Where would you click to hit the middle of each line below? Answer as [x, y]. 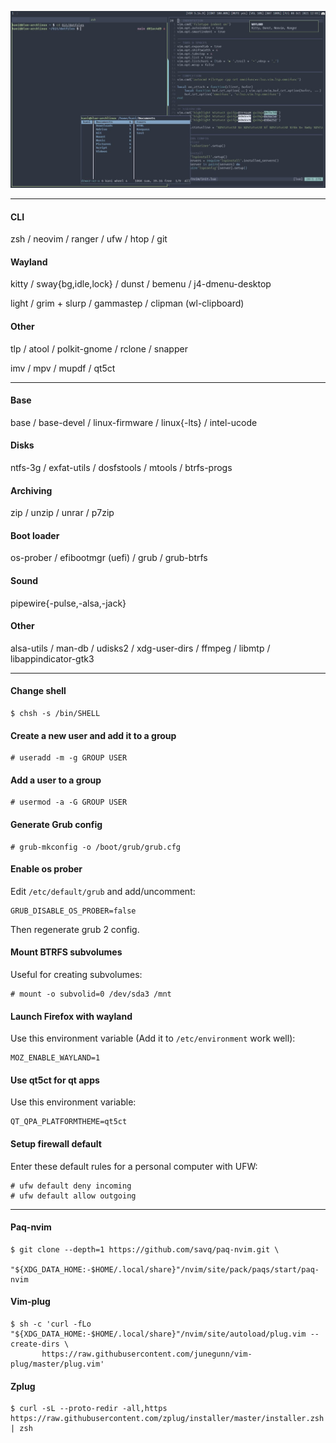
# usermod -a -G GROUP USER [69, 802]
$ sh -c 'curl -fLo [51, 1324]
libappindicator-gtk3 [52, 658]
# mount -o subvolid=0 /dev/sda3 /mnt [91, 994]
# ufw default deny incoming [71, 1186]
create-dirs [35, 1344]
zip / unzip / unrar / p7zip [62, 513]
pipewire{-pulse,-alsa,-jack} [68, 603]
